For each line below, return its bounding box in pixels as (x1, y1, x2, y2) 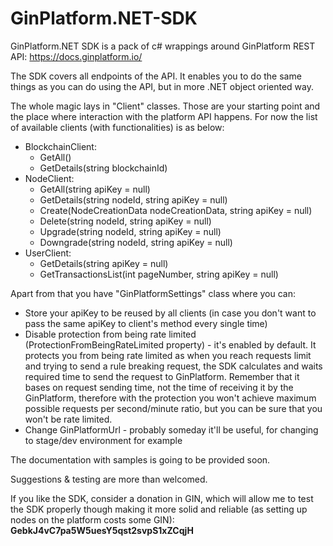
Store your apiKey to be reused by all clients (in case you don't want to (24, 307, 317, 319)
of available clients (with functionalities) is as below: (10, 121, 225, 133)
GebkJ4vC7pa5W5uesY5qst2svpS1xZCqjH (10, 524, 194, 536)
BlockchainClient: (24, 140, 97, 152)
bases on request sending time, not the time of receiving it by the (24, 381, 294, 393)
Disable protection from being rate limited (24, 328, 197, 340)
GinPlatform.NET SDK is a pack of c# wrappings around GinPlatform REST (10, 40, 316, 52)
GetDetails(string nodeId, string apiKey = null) (39, 193, 228, 206)
